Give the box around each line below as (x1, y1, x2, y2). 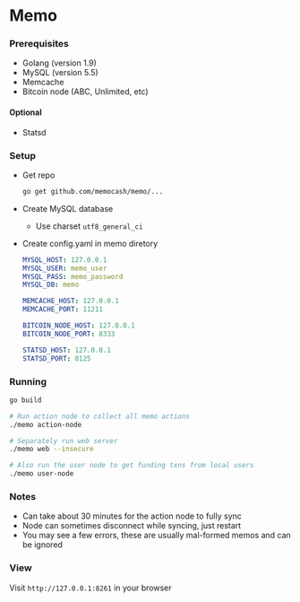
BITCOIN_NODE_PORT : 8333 (21, 329, 116, 338)
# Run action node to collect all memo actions (9, 412, 191, 421)
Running (9, 375, 47, 388)
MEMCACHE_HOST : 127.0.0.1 (21, 297, 119, 306)
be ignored (21, 539, 63, 550)
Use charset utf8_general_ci (35, 221, 143, 231)
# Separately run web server (9, 436, 118, 445)
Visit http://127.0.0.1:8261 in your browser (9, 582, 172, 593)
